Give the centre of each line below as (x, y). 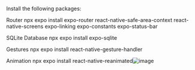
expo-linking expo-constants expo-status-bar (101, 26)
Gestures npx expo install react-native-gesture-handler (74, 49)
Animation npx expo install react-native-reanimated (70, 61)
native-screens (25, 26)
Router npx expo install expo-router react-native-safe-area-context (89, 20)
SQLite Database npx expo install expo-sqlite (62, 38)
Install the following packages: (44, 9)
